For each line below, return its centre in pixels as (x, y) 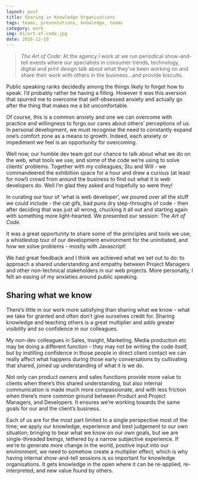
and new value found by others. (75, 470)
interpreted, (20, 470)
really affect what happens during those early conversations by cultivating (97, 359)
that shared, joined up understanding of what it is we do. (75, 365)
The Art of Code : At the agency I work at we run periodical (92, 56)
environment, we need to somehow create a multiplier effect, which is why (97, 451)
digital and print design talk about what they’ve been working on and (104, 69)
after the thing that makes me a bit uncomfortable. (67, 105)
